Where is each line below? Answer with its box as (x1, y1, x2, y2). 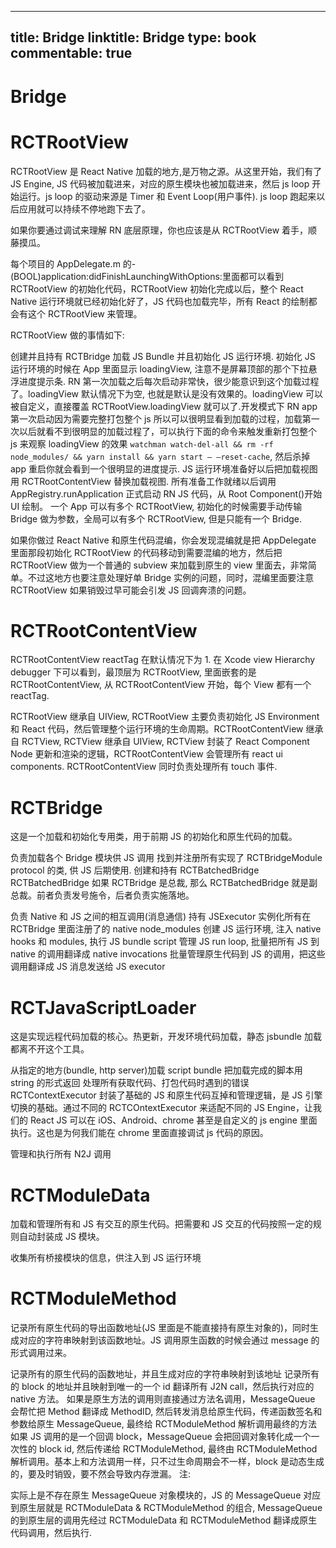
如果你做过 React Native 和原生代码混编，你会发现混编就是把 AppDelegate (10, 534, 317, 546)
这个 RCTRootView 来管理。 (27, 307, 143, 320)
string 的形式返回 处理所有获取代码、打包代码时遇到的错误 (10, 1077, 250, 1089)
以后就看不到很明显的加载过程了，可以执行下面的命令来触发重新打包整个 (18, 425, 317, 437)
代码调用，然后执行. (10, 1527, 93, 1539)
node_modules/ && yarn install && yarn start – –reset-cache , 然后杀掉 (10, 450, 311, 462)
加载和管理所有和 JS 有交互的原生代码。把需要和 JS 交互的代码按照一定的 (10, 1218, 313, 1230)
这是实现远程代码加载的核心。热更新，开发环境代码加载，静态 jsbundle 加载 (10, 1031, 322, 1043)
